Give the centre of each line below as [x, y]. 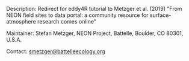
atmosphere [21, 21]
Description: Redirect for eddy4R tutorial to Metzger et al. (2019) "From [94, 9]
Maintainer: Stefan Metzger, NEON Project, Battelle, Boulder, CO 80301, [95, 33]
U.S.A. [14, 40]
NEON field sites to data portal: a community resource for [77, 15]
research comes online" [67, 21]
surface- [160, 15]
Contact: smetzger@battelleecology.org [56, 51]
